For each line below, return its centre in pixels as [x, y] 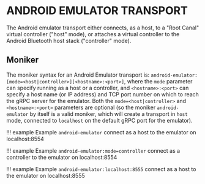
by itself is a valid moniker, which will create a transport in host [109, 113]
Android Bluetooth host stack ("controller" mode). [69, 40]
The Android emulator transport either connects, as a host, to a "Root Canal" [103, 28]
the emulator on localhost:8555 [46, 175]
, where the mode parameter [158, 81]
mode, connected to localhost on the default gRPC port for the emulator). [99, 120]
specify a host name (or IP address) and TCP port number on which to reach [102, 94]
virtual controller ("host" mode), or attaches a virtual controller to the [93, 34]
